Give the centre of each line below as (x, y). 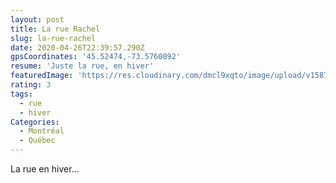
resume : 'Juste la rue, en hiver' (82, 66)
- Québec (37, 141)
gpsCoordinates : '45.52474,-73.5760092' (96, 57)
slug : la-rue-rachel (53, 38)
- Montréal (42, 131)
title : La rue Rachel (55, 29)
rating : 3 (31, 85)
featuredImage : (42, 76)
